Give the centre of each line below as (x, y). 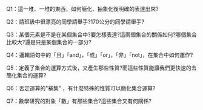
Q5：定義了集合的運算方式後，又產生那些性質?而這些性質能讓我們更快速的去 (101, 68)
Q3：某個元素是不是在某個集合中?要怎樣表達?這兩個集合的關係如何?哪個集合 (101, 34)
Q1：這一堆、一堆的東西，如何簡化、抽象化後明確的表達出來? (82, 9)
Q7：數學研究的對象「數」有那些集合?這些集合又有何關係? (79, 101)
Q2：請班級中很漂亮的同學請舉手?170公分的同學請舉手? (75, 22)
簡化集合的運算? (26, 75)
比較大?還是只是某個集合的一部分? (49, 42)
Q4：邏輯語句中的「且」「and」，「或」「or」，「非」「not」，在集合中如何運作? (100, 55)
